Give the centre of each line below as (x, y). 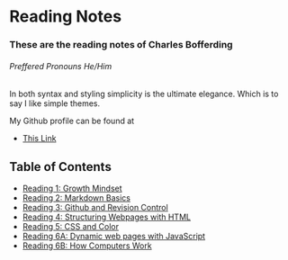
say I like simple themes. (55, 103)
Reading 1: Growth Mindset (72, 188)
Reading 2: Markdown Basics (76, 198)
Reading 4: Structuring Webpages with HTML (107, 217)
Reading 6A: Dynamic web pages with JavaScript (113, 237)
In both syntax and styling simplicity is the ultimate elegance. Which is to (144, 94)
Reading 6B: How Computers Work (87, 246)
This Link (39, 139)
